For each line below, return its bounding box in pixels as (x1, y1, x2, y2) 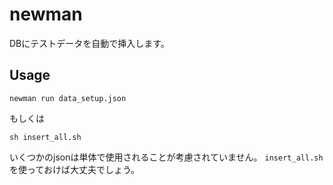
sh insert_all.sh (9, 132, 82, 142)
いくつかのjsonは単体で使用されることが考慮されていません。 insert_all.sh (9, 151, 324, 163)
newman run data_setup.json (9, 93, 127, 103)
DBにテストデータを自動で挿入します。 (9, 37, 170, 49)
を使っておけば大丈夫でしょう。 (9, 163, 141, 175)
